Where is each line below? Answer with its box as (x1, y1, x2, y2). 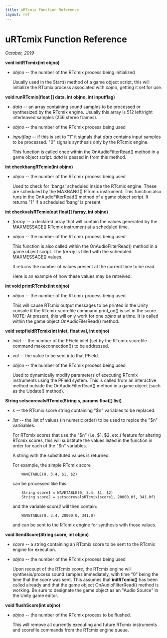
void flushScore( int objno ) (5, 602, 61, 608)
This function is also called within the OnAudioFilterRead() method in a (12, 243, 158, 249)
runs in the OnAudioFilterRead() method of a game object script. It (12, 194, 149, 200)
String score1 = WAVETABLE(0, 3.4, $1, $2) (21, 490, 113, 495)
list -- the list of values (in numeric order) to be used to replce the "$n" (12, 417, 158, 423)
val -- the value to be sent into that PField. (12, 353, 99, 359)
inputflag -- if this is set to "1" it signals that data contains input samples (12, 134, 161, 140)
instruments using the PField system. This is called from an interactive (12, 377, 157, 383)
